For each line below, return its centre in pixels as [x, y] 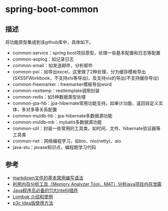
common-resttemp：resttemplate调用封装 [56, 91]
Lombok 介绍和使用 [33, 196]
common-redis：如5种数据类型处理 [49, 97]
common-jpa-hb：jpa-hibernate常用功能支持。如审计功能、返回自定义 [86, 103]
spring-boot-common [52, 9]
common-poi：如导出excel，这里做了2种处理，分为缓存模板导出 [79, 72]
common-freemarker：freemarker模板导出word [62, 84]
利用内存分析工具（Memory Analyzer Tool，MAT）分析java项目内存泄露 [87, 184]
